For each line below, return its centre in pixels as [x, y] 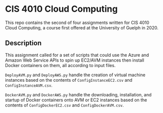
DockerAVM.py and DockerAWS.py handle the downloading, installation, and [78, 94]
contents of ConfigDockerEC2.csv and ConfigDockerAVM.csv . [64, 105]
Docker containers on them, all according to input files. [60, 65]
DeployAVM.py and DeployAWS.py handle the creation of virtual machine [75, 75]
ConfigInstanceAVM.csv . [29, 85]
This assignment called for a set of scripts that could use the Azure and [77, 55]
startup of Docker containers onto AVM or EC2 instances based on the [76, 100]
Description [23, 43]
